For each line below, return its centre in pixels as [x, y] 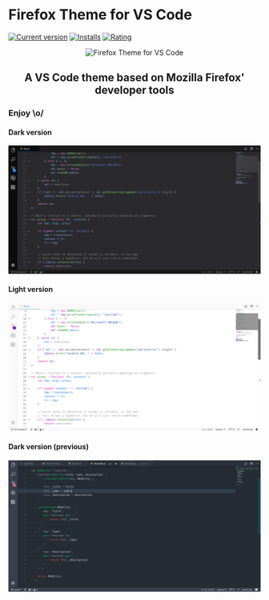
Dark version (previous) [49, 447]
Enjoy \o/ [26, 113]
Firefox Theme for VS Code [100, 15]
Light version [31, 290]
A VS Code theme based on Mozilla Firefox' [134, 78]
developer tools [134, 90]
